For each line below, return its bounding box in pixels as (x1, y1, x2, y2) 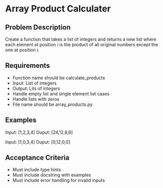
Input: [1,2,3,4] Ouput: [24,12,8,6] (5, 129, 73, 135)
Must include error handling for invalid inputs (12, 177, 105, 183)
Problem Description (5, 23, 71, 32)
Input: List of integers (12, 80, 56, 86)
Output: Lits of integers (12, 85, 60, 91)
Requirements (5, 61, 50, 70)
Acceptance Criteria (5, 153, 69, 162)
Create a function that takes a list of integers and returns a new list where (5, 36, 156, 42)
